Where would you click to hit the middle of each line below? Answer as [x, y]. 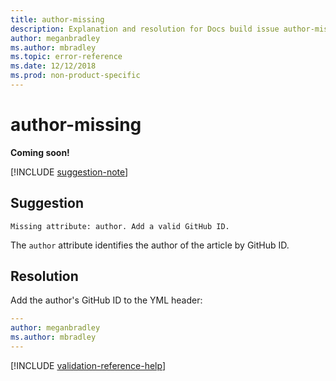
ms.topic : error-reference [66, 57]
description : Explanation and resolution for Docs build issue [145, 29]
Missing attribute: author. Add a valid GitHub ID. [120, 226]
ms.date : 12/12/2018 [53, 66]
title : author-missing [57, 19]
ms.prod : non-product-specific [75, 76]
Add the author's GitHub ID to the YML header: [106, 300]
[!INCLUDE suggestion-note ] [69, 172]
